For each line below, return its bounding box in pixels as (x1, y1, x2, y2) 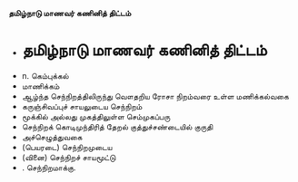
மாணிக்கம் (21, 81, 60, 91)
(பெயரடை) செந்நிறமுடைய (21, 141, 113, 152)
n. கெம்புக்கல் (21, 70, 69, 81)
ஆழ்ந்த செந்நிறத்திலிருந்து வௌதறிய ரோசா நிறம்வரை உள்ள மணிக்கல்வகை (21, 91, 290, 101)
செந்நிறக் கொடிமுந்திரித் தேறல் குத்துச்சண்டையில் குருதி (21, 121, 214, 132)
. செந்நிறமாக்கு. (21, 162, 76, 173)
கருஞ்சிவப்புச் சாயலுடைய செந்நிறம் (21, 101, 143, 111)
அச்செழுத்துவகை (21, 131, 83, 142)
